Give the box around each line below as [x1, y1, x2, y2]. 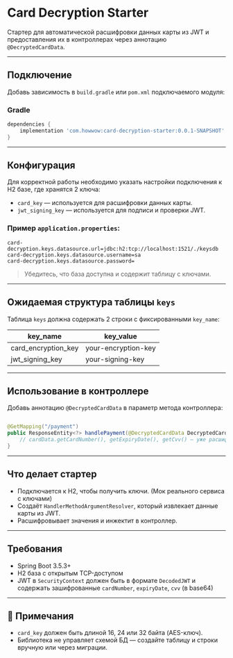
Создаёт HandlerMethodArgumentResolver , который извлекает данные [17, 502, 218, 510]
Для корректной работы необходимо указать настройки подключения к [7, 178, 223, 186]
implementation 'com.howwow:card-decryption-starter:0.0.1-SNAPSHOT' [19, 127, 225, 134]
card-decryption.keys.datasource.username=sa [7, 252, 141, 258]
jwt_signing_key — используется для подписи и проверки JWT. [17, 206, 206, 215]
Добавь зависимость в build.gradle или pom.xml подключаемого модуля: [7, 88, 225, 96]
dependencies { [7, 121, 51, 128]
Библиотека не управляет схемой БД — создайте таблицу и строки [17, 636, 218, 644]
